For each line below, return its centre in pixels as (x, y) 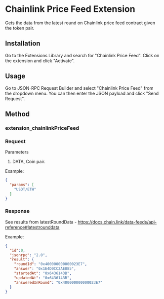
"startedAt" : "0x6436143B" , (43, 273)
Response (17, 211)
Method (18, 114)
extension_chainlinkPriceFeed (42, 128)
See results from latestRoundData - (41, 222)
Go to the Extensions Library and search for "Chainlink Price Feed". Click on (82, 55)
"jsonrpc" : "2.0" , (29, 255)
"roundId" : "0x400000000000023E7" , (51, 264)
